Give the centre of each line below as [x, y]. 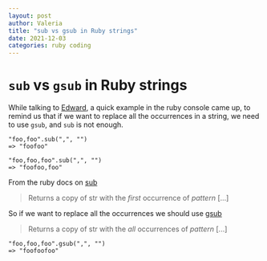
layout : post [30, 16]
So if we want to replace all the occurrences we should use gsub [115, 214]
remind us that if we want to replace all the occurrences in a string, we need [134, 116]
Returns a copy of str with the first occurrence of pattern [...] [128, 198]
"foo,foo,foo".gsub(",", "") [57, 244]
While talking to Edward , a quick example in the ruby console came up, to [129, 108]
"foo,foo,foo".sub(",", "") [55, 161]
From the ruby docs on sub [53, 182]
